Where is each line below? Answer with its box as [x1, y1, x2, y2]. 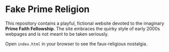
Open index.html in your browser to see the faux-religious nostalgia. [5, 40, 148, 46]
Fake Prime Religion [5, 4, 90, 15]
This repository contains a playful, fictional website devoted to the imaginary [5, 20, 164, 26]
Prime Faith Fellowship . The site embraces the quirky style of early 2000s [5, 25, 160, 31]
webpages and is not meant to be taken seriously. [5, 31, 109, 37]
